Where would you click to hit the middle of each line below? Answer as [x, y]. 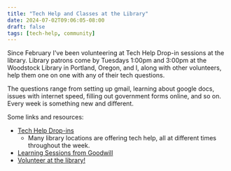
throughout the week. [59, 146]
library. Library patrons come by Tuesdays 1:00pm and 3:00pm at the [107, 61]
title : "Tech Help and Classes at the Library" [78, 14]
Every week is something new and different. [71, 104]
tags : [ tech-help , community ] [51, 33]
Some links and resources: [45, 117]
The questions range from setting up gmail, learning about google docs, [111, 89]
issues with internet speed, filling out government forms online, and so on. [114, 96]
